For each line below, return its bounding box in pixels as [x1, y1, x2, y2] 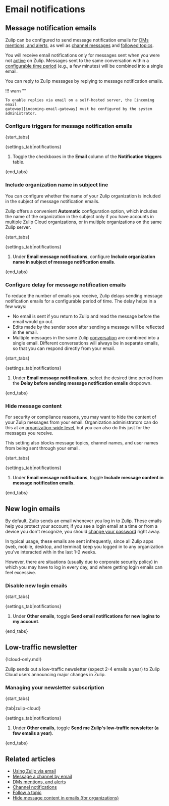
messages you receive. [5, 430, 53, 436]
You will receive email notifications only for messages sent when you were [5, 52, 160, 58]
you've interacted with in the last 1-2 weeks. [5, 549, 97, 555]
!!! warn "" [5, 88, 27, 94]
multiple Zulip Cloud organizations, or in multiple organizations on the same [5, 219, 162, 225]
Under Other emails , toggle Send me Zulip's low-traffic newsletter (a [12, 725, 159, 731]
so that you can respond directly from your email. [12, 345, 115, 351]
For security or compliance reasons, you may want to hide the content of [5, 414, 156, 420]
